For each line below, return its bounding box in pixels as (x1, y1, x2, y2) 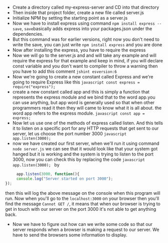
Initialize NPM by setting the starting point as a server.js (12, 15, 128, 21)
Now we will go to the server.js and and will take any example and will (12, 52, 156, 58)
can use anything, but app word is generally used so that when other (12, 100, 155, 105)
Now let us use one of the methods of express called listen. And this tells (12, 120, 163, 126)
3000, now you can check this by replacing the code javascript (12, 156, 145, 163)
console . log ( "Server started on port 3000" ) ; (16, 176, 113, 181)
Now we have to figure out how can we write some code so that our (12, 221, 153, 227)
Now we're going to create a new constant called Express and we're (12, 74, 153, 79)
